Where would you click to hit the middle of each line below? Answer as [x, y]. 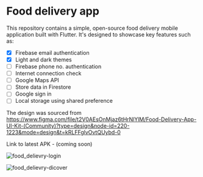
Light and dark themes [43, 60]
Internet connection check [48, 74]
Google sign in [33, 94]
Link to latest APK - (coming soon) [49, 144]
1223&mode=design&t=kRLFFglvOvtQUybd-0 [63, 133]
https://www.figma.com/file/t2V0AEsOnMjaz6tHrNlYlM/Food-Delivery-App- [101, 119]
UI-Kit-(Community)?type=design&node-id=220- [68, 126]
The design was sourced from [44, 113]
